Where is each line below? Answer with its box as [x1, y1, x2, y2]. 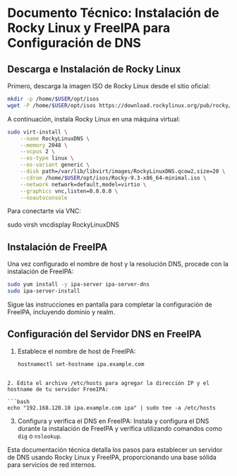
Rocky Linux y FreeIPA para [7, 20, 171, 36]
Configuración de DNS [7, 35, 141, 51]
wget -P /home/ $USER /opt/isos [7, 102, 97, 109]
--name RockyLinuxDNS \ [20, 135, 90, 142]
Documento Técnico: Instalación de [7, 5, 220, 21]
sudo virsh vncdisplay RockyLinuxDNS [7, 220, 120, 229]
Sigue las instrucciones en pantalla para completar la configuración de [7, 300, 213, 309]
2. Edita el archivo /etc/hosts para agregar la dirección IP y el [7, 379, 210, 386]
